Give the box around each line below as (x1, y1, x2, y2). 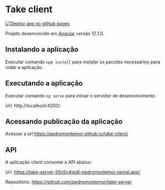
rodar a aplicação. (5, 64, 43, 70)
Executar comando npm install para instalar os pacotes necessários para (5, 59, 160, 65)
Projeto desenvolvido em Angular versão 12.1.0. (5, 30, 104, 36)
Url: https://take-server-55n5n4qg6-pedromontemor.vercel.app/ (5, 169, 141, 175)
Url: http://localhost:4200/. (5, 102, 62, 108)
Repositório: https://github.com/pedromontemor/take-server (5, 179, 132, 185)
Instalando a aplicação (5, 45, 79, 54)
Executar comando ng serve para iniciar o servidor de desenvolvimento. (5, 92, 157, 99)
